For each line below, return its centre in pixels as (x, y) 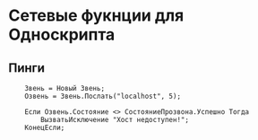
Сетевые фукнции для (96, 16)
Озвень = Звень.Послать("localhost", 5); (103, 96)
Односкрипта (62, 35)
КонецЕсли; (45, 127)
